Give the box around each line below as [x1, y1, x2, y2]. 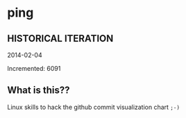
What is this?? [7, 85, 70, 96]
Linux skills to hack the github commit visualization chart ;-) [7, 103, 180, 111]
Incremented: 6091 [7, 65, 61, 72]
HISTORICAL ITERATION [7, 33, 114, 44]
